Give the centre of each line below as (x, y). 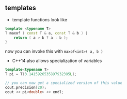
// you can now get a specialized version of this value (64, 83)
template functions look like (40, 19)
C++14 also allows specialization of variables (57, 61)
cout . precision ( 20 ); (26, 87)
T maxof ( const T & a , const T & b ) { (47, 33)
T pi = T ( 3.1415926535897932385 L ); (41, 74)
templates (21, 8)
